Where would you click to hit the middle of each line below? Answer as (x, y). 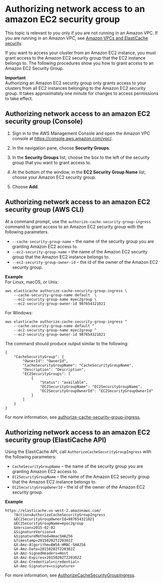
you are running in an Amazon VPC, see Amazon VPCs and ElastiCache (77, 38)
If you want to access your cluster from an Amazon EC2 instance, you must (81, 53)
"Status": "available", (64, 382)
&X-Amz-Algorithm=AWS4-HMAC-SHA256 (50, 545)
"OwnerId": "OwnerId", (45, 361)
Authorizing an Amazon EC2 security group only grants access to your (76, 83)
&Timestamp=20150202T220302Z (43, 541)
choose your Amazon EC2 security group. (54, 177)
